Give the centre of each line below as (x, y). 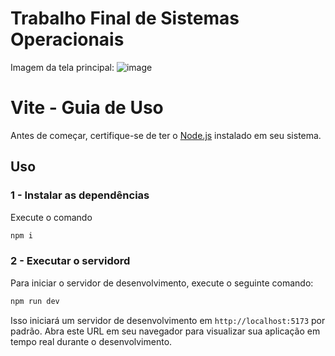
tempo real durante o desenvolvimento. (91, 341)
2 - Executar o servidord (70, 261)
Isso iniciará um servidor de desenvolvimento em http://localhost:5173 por (168, 320)
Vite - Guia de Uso (87, 108)
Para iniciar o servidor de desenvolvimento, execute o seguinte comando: (162, 283)
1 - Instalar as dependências (80, 195)
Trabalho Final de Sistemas (125, 18)
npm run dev (35, 301)
